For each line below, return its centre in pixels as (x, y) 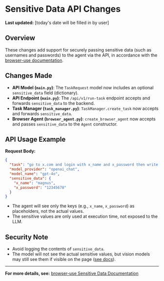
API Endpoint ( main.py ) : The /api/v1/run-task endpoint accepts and (81, 98)
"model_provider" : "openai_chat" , (44, 169)
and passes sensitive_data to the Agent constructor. (65, 124)
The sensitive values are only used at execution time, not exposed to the (85, 216)
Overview (20, 38)
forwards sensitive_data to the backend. (53, 103)
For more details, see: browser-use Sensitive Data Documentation (72, 274)
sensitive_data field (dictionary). (45, 93)
